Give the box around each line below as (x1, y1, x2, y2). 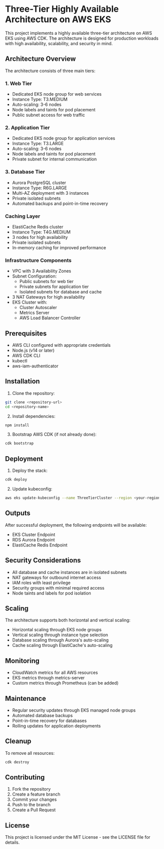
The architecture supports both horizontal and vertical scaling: (5, 617, 131, 623)
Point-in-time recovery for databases (12, 718, 87, 723)
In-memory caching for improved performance (12, 244, 106, 251)
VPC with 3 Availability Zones (12, 268, 72, 274)
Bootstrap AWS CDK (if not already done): (12, 432, 97, 437)
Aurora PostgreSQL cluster (12, 180, 66, 185)
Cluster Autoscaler (19, 305, 57, 310)
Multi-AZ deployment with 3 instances (12, 190, 89, 196)
